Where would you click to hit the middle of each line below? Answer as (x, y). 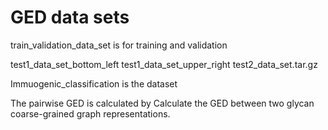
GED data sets (70, 17)
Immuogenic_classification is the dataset (94, 83)
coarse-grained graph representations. (90, 113)
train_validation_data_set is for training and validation (119, 45)
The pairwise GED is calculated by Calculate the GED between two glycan (162, 103)
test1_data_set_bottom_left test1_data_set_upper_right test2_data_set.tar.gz (164, 64)
